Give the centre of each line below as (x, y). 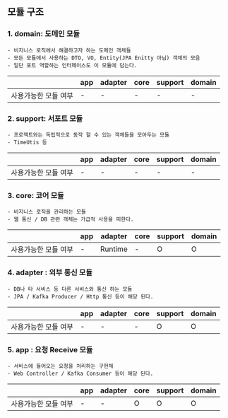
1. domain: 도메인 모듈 (43, 34)
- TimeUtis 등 (27, 142)
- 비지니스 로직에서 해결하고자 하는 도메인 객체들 (69, 50)
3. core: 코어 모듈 (36, 195)
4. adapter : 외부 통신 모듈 (50, 272)
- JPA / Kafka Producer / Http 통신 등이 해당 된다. (80, 296)
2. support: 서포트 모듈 (45, 118)
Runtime (114, 249)
